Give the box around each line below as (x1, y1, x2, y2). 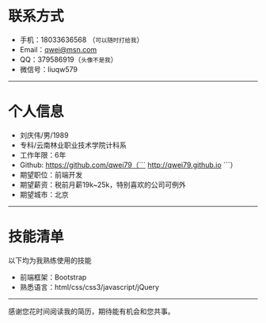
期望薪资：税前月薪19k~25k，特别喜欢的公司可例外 (19, 180, 186, 189)
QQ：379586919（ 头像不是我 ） (19, 55, 118, 64)
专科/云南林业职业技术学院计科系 (19, 140, 127, 150)
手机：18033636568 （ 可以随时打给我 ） (19, 35, 144, 44)
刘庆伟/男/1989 (19, 130, 69, 139)
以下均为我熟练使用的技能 (8, 255, 92, 265)
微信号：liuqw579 (19, 64, 78, 74)
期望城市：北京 (19, 189, 69, 199)
